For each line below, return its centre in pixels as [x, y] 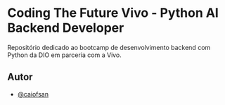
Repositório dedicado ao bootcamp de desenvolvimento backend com [109, 47]
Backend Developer [66, 28]
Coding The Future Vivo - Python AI [113, 13]
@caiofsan [33, 94]
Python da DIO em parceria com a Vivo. [64, 55]
